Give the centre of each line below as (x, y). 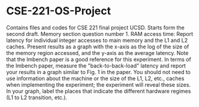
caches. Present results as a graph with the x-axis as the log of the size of (98, 47)
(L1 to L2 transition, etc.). (37, 97)
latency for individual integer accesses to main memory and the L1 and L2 (97, 40)
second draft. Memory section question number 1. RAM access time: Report (100, 33)
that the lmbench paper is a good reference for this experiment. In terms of (99, 59)
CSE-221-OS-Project (59, 11)
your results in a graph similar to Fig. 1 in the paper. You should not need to (98, 72)
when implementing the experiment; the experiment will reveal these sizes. (98, 84)
